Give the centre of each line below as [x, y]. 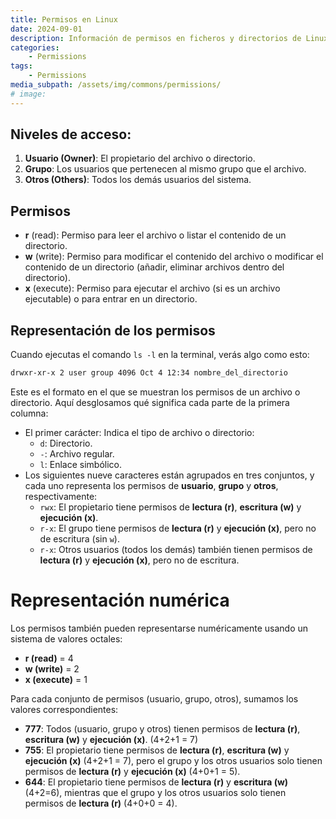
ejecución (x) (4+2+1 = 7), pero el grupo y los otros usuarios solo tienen [173, 760]
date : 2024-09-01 [46, 29]
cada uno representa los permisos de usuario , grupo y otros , [151, 485]
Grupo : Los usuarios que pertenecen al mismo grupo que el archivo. [165, 169]
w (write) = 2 [52, 668]
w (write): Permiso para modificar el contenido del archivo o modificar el [174, 257]
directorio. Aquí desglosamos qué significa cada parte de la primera [150, 402]
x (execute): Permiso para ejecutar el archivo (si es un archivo [152, 288]
